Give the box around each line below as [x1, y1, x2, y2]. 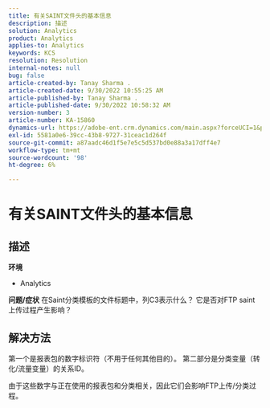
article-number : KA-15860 [8, 116, 95, 124]
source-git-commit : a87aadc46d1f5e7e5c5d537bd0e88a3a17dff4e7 [8, 138, 221, 147]
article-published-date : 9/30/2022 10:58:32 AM [8, 101, 171, 109]
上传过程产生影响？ [8, 305, 72, 315]
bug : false [8, 71, 45, 80]
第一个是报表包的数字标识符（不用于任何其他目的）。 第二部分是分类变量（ [8, 353, 253, 363]
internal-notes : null [8, 64, 81, 72]
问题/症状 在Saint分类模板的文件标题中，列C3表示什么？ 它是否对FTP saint [8, 295, 256, 305]
